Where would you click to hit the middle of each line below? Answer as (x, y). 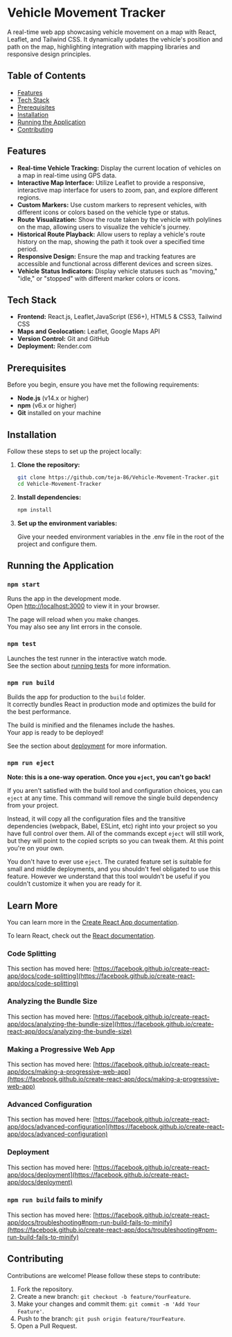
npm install (34, 510)
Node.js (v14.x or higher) (53, 398)
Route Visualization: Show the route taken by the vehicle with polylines (119, 219)
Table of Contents (47, 76)
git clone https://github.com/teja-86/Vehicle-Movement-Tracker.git (118, 478)
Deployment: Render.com (54, 346)
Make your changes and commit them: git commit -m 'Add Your (109, 1304)
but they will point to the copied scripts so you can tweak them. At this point (115, 841)
